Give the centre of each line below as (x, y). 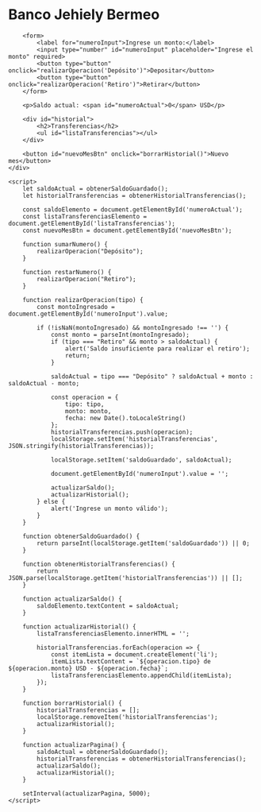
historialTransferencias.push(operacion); (122, 432)
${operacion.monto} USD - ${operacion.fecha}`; (88, 668)
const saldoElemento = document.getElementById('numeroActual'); (133, 209)
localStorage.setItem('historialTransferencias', (134, 439)
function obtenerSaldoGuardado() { (81, 536)
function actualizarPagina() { (74, 744)
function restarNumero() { (67, 272)
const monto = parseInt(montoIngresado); (120, 334)
